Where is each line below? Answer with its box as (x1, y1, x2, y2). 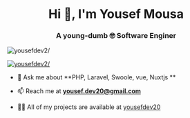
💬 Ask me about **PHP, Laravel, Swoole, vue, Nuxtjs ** (17, 73, 176, 81)
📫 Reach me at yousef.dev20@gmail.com (17, 87, 142, 95)
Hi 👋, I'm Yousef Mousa (48, 6, 184, 22)
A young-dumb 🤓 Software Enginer (55, 31, 177, 41)
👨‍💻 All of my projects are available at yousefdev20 (17, 103, 161, 111)
